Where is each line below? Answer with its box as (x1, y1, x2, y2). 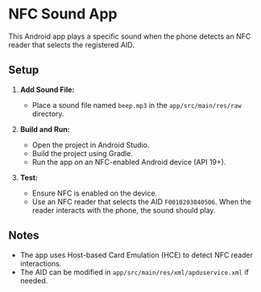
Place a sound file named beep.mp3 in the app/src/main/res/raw (31, 100, 242, 109)
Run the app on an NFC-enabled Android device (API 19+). (31, 157, 226, 167)
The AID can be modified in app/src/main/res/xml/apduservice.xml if (19, 267, 250, 277)
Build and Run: (19, 124, 70, 134)
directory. (31, 109, 64, 118)
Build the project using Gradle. (31, 148, 133, 158)
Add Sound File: (19, 84, 75, 94)
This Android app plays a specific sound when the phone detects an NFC (8, 31, 251, 41)
